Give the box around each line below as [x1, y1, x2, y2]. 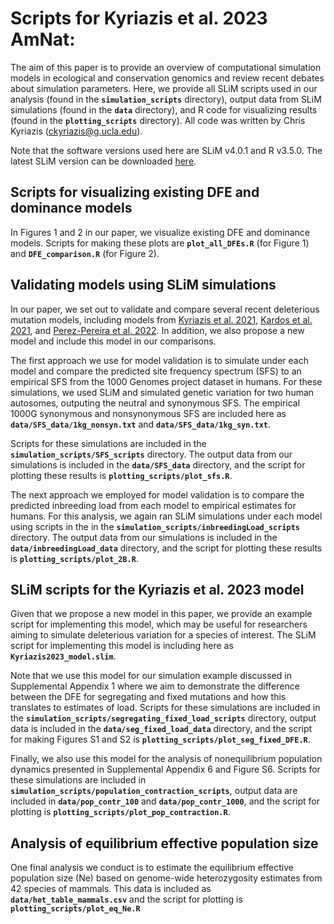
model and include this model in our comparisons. [10, 335, 217, 347]
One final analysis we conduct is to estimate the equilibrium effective [10, 862, 295, 874]
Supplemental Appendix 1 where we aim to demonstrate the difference [10, 680, 300, 692]
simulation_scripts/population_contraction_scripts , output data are [10, 785, 298, 797]
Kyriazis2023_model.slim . [10, 650, 117, 662]
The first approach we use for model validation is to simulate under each [10, 354, 309, 366]
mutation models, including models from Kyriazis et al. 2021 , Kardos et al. [10, 313, 313, 326]
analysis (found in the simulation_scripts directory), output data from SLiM [10, 93, 322, 105]
